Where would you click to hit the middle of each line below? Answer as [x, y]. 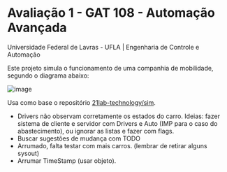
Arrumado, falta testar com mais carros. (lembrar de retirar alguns [112, 145]
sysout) [28, 153]
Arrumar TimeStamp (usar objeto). [67, 160]
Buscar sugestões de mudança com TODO [79, 138]
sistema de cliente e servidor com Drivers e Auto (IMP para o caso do [117, 123]
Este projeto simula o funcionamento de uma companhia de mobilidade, [110, 68]
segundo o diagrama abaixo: [48, 76]
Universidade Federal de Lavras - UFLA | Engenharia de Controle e [103, 47]
